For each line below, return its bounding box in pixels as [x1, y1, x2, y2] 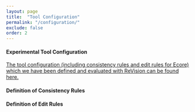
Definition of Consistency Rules [6, 87, 85, 94]
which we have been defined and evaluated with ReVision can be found [6, 68, 179, 75]
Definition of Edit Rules [6, 100, 63, 107]
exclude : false [6, 24, 43, 31]
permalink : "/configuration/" [6, 19, 80, 25]
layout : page [6, 8, 38, 15]
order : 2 [6, 30, 28, 36]
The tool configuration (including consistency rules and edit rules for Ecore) [6, 61, 189, 68]
